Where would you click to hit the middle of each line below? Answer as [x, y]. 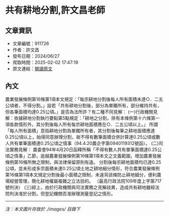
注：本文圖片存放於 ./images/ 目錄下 [43, 209]
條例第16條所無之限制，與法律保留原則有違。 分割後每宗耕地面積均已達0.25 [83, 162]
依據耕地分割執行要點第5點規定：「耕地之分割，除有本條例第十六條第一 [87, 118]
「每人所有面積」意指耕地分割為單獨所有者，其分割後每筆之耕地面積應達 [80, 130]
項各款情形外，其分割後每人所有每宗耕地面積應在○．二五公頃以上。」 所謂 [82, 124]
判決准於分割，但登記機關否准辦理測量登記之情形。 [62, 193]
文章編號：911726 [31, 44]
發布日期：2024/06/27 [36, 56]
